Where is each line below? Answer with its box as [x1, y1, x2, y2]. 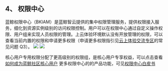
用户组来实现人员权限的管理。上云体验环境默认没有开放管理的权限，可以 [13, 31, 163, 37]
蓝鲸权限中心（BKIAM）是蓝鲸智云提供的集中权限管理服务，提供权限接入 [5, 19, 155, 25]
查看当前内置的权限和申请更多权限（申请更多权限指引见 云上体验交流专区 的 [5, 37, 158, 43]
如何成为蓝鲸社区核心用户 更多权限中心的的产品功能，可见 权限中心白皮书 [5, 60, 155, 66]
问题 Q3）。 [9, 44, 32, 50]
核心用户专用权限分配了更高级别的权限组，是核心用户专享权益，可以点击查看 [5, 54, 163, 60]
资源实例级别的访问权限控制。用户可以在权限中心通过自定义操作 [26, 25, 158, 31]
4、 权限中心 [5, 4, 44, 13]
